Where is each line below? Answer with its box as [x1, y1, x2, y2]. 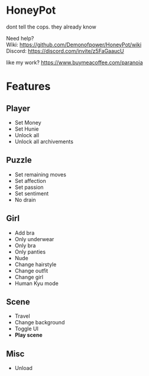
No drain [14, 196, 37, 203]
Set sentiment [14, 189, 49, 197]
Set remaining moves [14, 170, 67, 178]
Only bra [14, 242, 36, 249]
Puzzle [6, 155, 32, 165]
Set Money [14, 119, 41, 126]
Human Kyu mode [14, 280, 59, 287]
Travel [14, 312, 31, 320]
